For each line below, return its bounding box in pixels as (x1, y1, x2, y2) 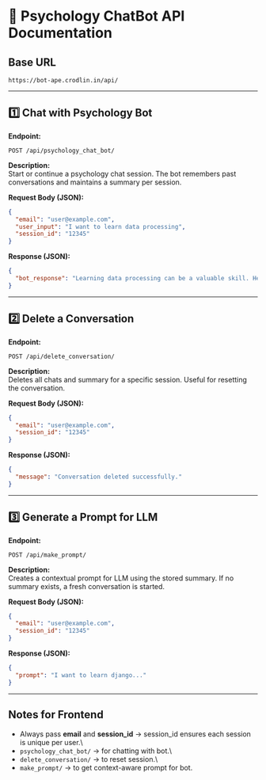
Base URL (8, 55, 57, 69)
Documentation (8, 24, 113, 42)
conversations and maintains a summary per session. (8, 177, 182, 187)
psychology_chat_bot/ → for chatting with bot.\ (19, 746, 173, 755)
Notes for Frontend (8, 708, 104, 721)
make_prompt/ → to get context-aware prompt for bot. (19, 763, 193, 772)
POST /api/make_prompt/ (8, 550, 87, 559)
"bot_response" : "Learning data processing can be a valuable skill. (15, 275, 249, 283)
